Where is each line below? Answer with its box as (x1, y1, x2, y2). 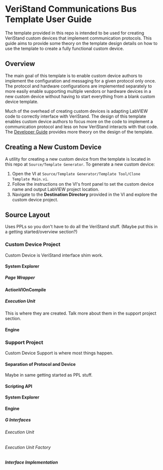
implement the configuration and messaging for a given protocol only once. (5, 78, 156, 84)
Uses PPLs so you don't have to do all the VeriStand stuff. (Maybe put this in (5, 224, 158, 230)
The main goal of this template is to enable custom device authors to (5, 72, 143, 79)
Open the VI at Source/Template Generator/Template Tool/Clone (12, 171, 141, 176)
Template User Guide (5, 14, 92, 25)
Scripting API (5, 383, 33, 389)
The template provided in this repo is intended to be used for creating (5, 30, 145, 36)
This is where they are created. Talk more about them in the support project (5, 310, 157, 316)
